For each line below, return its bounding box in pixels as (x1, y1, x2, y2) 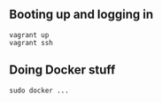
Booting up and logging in (9, 7, 153, 22)
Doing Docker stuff (9, 62, 116, 78)
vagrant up (9, 30, 50, 39)
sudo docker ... (9, 86, 69, 95)
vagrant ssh (9, 38, 53, 47)
